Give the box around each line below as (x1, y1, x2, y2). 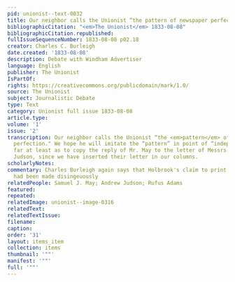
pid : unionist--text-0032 (7, 10, 83, 17)
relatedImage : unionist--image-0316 (7, 199, 114, 206)
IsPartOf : (7, 75, 36, 83)
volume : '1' (7, 120, 42, 128)
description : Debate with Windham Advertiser (7, 56, 142, 63)
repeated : (7, 192, 36, 199)
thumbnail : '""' (7, 251, 55, 258)
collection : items (7, 244, 61, 252)
